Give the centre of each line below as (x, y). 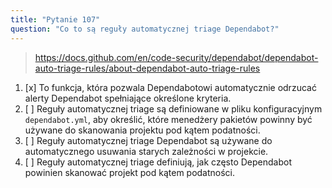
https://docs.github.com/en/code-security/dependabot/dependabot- (176, 57)
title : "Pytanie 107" (55, 19)
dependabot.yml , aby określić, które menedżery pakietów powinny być (168, 119)
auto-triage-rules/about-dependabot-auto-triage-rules (147, 68)
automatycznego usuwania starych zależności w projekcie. (146, 151)
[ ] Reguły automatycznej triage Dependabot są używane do (148, 140)
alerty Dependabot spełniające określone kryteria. (128, 98)
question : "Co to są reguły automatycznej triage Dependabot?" (145, 29)
